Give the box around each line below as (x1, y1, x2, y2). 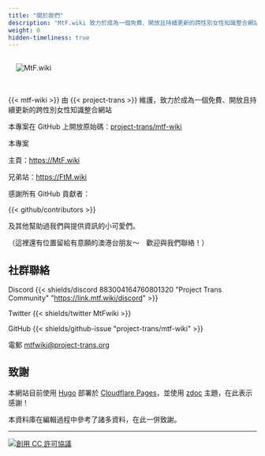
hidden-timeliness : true (8, 33, 90, 42)
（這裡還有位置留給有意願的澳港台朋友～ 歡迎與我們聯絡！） (8, 238, 209, 247)
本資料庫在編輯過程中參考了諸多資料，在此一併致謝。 (8, 414, 181, 424)
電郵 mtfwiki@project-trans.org (8, 341, 110, 350)
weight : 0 (8, 26, 41, 34)
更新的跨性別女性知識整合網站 (14, 105, 112, 115)
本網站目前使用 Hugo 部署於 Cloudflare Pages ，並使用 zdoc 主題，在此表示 (8, 388, 253, 398)
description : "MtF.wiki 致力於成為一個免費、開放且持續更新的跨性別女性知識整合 (8, 19, 248, 27)
